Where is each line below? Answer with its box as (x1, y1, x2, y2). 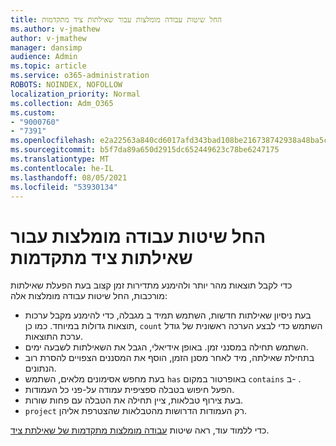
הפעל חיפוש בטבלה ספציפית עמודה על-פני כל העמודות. (24, 384, 235, 396)
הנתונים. (24, 362, 57, 375)
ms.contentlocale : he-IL (10, 163, 114, 173)
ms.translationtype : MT (10, 154, 110, 164)
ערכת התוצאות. (24, 331, 83, 343)
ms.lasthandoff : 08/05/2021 (10, 172, 128, 183)
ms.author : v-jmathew (10, 24, 101, 34)
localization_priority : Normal (10, 89, 141, 99)
